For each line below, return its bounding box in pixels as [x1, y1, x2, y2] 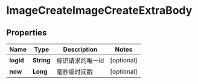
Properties [6, 28, 47, 38]
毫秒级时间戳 [56, 68, 93, 76]
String [32, 56, 51, 64]
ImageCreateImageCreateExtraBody [6, 4, 193, 17]
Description [63, 46, 98, 53]
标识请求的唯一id [56, 56, 104, 65]
